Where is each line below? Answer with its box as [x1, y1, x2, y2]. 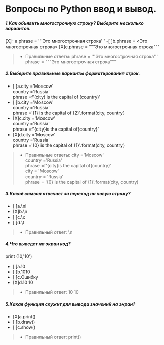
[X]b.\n [12, 208, 28, 215]
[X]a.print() [12, 314, 36, 320]
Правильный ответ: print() [25, 334, 81, 340]
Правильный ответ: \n [25, 229, 73, 235]
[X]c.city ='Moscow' [12, 115, 56, 121]
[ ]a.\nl [12, 203, 27, 209]
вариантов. [5, 25, 31, 31]
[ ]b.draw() [12, 319, 35, 325]
